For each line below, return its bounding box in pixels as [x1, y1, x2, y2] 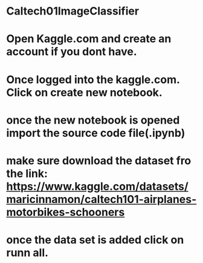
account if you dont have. [6, 45, 137, 59]
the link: [6, 167, 48, 180]
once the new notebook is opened [6, 113, 180, 127]
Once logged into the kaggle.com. [6, 73, 180, 86]
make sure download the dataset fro [6, 153, 192, 167]
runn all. [6, 246, 49, 260]
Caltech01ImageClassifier [6, 4, 140, 18]
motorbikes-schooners [6, 205, 125, 219]
